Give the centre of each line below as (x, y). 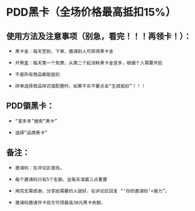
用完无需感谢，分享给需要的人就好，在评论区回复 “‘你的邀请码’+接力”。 (92, 191)
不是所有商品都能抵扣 (37, 75)
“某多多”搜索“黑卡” (36, 121)
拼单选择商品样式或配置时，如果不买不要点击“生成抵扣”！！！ (80, 86)
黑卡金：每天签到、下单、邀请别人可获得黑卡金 (64, 51)
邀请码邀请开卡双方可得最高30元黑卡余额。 (60, 203)
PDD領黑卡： (30, 106)
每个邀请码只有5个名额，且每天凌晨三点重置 (61, 179)
